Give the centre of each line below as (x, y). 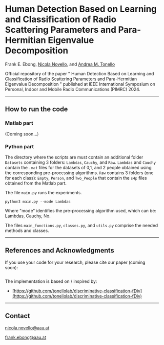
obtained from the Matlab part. (36, 183)
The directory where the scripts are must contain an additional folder (74, 157)
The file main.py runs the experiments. (43, 192)
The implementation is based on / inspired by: (51, 281)
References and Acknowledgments (60, 251)
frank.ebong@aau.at (26, 337)
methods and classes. (27, 230)
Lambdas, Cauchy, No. (28, 216)
